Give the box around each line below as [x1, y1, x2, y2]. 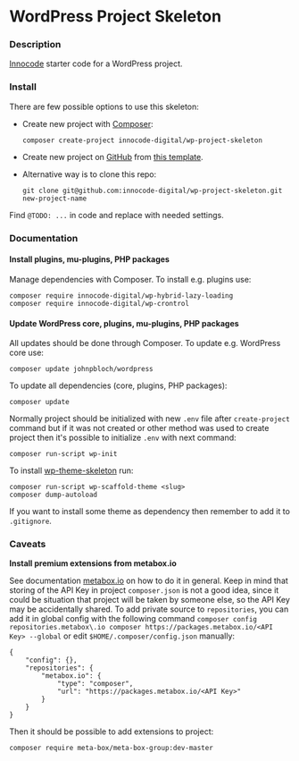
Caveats [9, 538, 46, 551]
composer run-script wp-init [9, 450, 118, 459]
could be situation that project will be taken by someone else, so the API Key [9, 595, 290, 605]
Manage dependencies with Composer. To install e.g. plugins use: [9, 274, 252, 284]
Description [9, 38, 62, 51]
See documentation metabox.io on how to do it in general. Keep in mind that [9, 575, 288, 587]
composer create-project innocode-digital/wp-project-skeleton [21, 136, 263, 145]
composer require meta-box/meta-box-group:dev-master [9, 744, 214, 753]
